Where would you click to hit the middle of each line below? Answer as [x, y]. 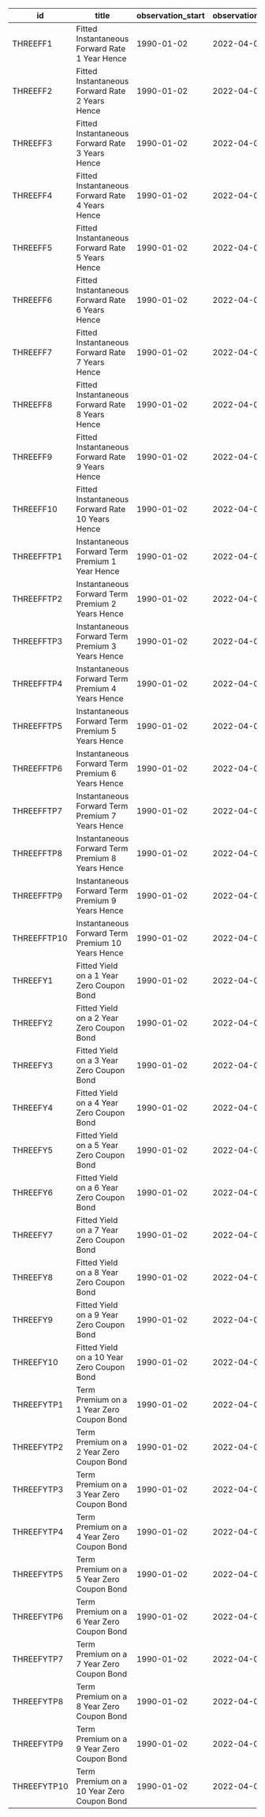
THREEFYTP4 [38, 1532]
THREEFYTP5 [38, 1574]
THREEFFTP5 [37, 726]
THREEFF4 [32, 195]
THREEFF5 [32, 248]
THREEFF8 [32, 404]
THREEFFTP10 [40, 938]
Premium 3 [96, 646]
